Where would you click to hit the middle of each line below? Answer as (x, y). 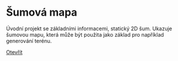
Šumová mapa (42, 12)
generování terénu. (29, 41)
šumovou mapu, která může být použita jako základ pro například (85, 34)
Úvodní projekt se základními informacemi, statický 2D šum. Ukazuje (89, 28)
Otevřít (14, 52)
